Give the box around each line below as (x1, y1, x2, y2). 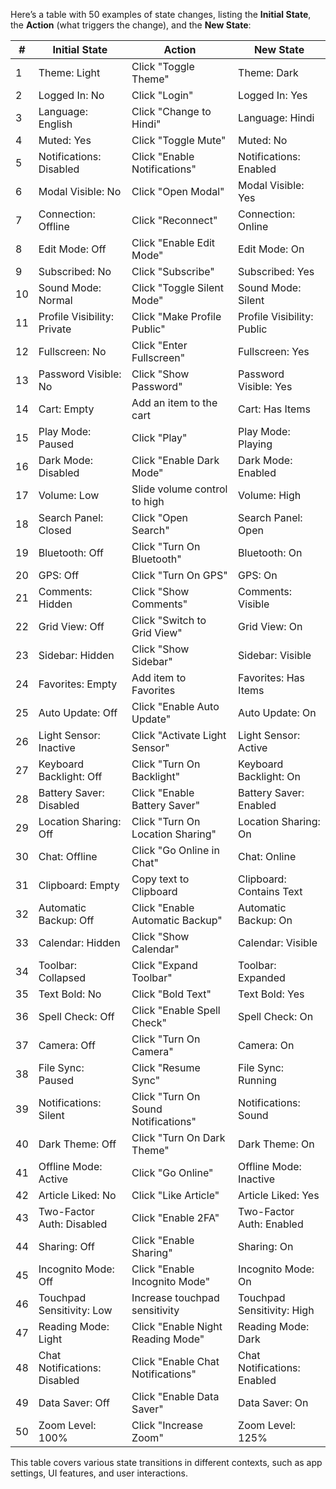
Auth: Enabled (238, 1217, 304, 1231)
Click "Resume (131, 1061, 201, 1074)
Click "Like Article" (131, 1189, 220, 1202)
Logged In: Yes (238, 89, 308, 102)
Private (38, 322, 72, 336)
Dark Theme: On (238, 1137, 315, 1151)
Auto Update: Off (38, 706, 118, 719)
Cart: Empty (38, 402, 95, 416)
